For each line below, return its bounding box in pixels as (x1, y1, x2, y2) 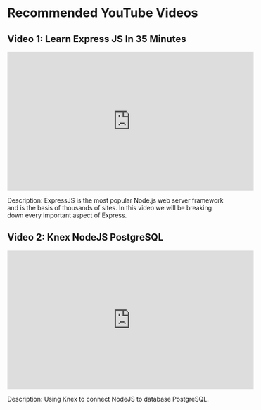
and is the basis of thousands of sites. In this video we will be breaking (7, 204, 212, 212)
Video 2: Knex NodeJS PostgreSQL (7, 231, 164, 243)
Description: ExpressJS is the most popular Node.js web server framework (7, 196, 224, 205)
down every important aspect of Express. (7, 211, 127, 219)
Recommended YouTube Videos (7, 5, 198, 21)
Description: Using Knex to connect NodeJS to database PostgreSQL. (7, 395, 210, 403)
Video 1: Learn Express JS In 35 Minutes (7, 33, 186, 45)
